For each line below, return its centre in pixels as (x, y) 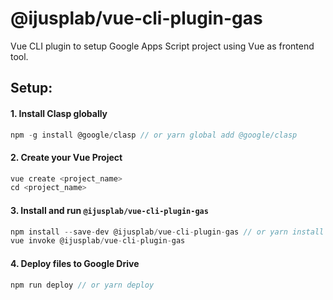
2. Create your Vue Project (66, 157)
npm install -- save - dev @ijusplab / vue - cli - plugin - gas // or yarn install (167, 232)
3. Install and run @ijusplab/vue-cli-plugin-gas (109, 210)
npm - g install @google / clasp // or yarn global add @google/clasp (154, 135)
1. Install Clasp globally (59, 113)
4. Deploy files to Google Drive (75, 263)
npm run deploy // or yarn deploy (82, 285)
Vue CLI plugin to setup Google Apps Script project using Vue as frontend (162, 46)
